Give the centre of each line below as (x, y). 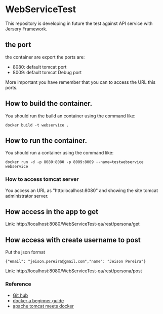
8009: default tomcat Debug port (47, 72)
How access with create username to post (73, 240)
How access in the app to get (52, 212)
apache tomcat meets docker (43, 306)
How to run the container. (46, 140)
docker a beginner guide (38, 300)
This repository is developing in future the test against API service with (79, 23)
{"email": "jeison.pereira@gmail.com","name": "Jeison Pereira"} (75, 262)
